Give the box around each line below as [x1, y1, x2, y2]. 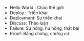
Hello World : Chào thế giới [9, 5, 64, 10]
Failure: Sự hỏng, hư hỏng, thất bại [9, 25, 80, 31]
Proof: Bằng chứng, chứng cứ [9, 31, 69, 36]
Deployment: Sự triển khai [9, 15, 62, 20]
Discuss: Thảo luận [9, 20, 49, 26]
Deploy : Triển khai [9, 10, 48, 16]
